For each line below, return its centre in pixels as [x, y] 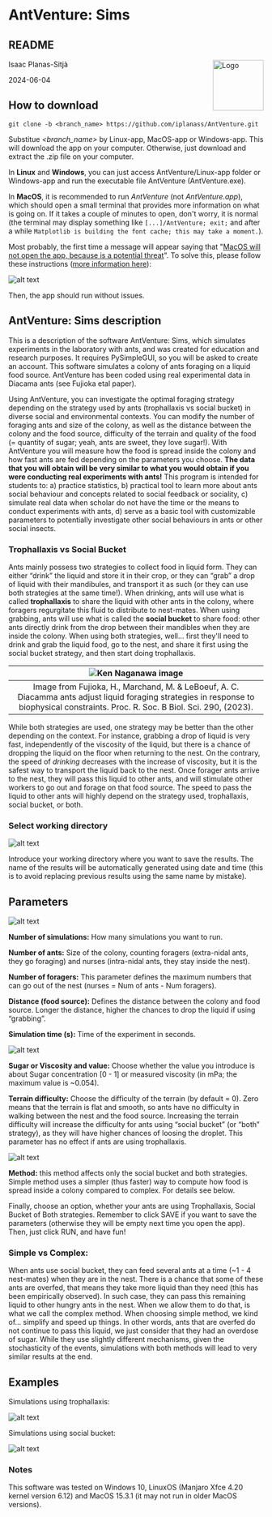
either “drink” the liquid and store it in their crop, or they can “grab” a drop [132, 575]
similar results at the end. [51, 1356]
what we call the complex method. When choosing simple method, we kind [133, 1313]
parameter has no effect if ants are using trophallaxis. [98, 1142]
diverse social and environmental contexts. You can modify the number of [132, 416]
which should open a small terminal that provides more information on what [134, 205]
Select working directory [58, 825]
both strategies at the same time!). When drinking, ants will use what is [126, 593]
